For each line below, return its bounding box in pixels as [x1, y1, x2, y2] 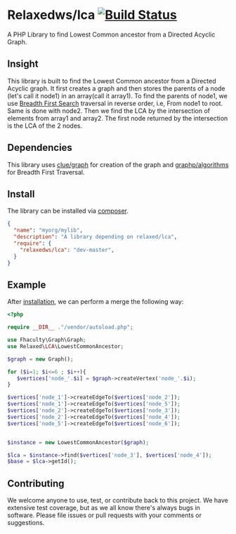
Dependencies [7, 142, 72, 154]
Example [7, 279, 46, 291]
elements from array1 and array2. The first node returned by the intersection [7, 114, 228, 122]
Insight [7, 58, 39, 70]
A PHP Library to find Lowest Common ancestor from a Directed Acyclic [7, 30, 216, 39]
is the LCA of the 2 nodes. [7, 121, 83, 130]
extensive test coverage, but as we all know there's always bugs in [7, 504, 200, 512]
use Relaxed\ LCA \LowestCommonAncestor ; [7, 342, 124, 350]
